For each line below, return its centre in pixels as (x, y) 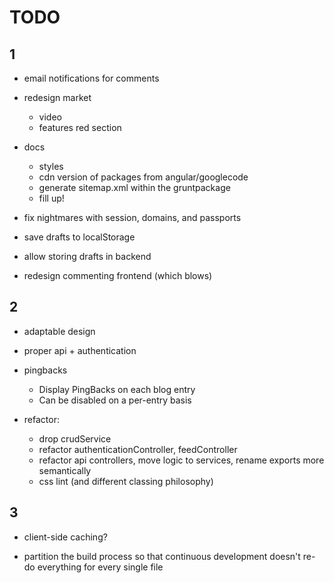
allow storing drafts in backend (87, 256)
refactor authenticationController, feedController (138, 449)
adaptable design (59, 331)
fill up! (51, 198)
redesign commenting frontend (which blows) (118, 275)
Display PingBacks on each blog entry (117, 389)
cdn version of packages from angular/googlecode (143, 177)
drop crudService (75, 438)
